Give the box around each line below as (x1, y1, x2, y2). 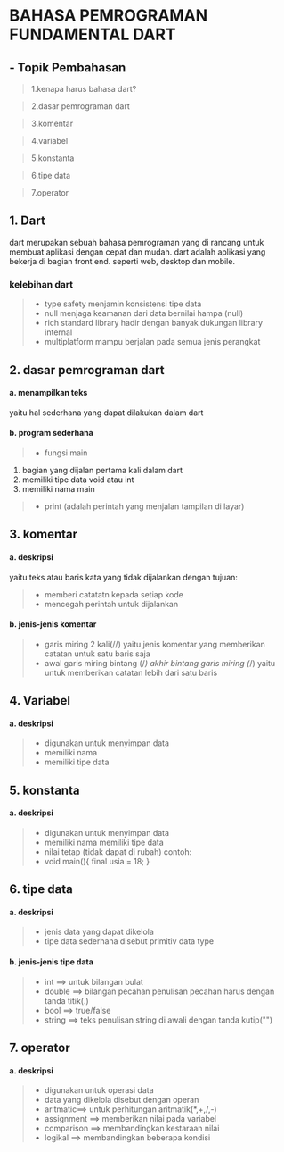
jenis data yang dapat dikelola (44, 926, 154, 938)
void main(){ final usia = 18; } (44, 856, 150, 866)
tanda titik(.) (44, 995, 89, 1006)
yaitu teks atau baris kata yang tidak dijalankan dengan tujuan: (9, 572, 239, 582)
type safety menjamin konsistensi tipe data (44, 298, 202, 309)
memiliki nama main (21, 483, 95, 494)
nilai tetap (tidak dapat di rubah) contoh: (44, 846, 192, 857)
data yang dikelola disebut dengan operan (44, 1095, 199, 1106)
